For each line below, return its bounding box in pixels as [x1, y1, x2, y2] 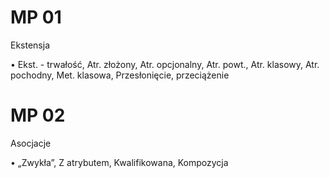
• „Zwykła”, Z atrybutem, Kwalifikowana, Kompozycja [10, 156, 229, 168]
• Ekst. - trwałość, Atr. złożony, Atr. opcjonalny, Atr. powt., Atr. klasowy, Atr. [10, 58, 320, 70]
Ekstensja [10, 39, 51, 51]
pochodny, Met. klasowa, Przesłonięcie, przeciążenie [10, 69, 230, 81]
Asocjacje [10, 137, 52, 149]
